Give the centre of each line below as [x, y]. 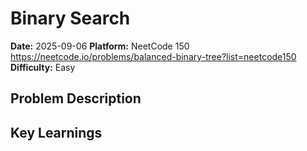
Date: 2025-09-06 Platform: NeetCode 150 [100, 46]
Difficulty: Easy [43, 67]
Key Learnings [56, 132]
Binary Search [70, 18]
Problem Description [76, 98]
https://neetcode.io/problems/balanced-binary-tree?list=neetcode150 [153, 56]
